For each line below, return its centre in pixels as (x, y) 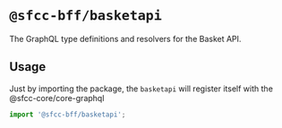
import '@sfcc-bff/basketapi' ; (68, 115)
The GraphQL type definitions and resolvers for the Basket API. (125, 38)
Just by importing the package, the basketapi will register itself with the (141, 89)
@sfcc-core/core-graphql (57, 98)
